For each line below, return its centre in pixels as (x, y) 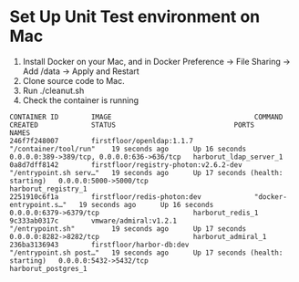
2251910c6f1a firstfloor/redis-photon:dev (106, 197)
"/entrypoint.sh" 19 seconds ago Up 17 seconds (128, 229)
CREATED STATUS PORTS (132, 125)
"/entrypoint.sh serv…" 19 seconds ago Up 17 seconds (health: (146, 172)
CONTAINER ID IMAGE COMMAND (146, 117)
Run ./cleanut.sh (53, 90)
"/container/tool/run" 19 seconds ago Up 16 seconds (128, 149)
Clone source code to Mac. (73, 80)
